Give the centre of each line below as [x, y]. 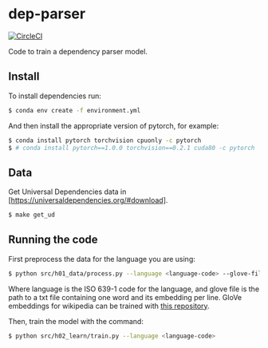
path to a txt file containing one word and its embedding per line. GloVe [125, 297]
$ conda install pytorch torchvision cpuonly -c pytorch [105, 140]
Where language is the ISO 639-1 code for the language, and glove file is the [134, 289]
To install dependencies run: [55, 96]
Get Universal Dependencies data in [67, 192]
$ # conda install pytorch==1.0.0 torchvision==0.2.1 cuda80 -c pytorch [132, 148]
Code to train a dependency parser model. [78, 51]
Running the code [53, 240]
